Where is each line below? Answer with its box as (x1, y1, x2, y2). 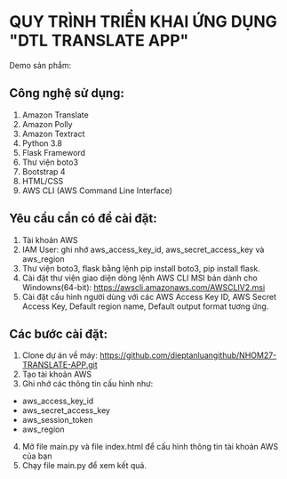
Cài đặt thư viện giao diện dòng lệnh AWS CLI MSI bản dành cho (21, 272, 258, 283)
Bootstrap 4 (21, 166, 66, 176)
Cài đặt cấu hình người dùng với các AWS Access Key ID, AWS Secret (21, 291, 277, 302)
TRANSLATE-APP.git (21, 360, 98, 370)
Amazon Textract (21, 128, 85, 139)
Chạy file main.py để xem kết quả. (21, 460, 147, 471)
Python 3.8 (21, 137, 62, 149)
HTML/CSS (21, 175, 64, 186)
